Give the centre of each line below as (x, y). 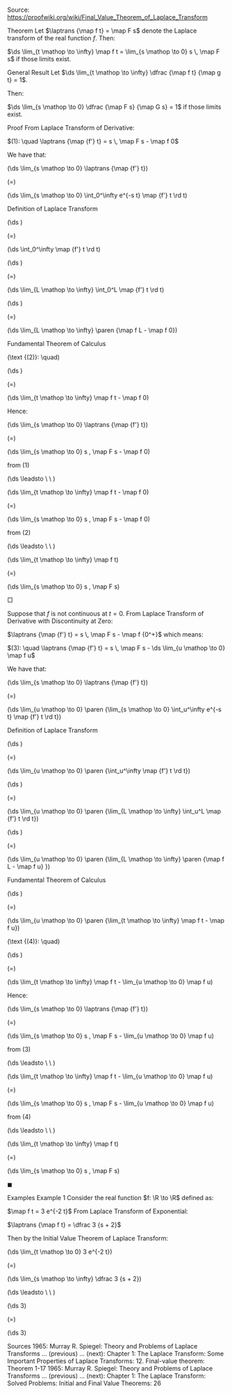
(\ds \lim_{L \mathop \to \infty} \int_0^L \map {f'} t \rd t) (86, 290)
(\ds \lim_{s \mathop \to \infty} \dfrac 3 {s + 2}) (74, 1279)
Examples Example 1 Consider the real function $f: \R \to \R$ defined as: (110, 1198)
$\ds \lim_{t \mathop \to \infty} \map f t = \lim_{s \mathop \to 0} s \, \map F (114, 52)
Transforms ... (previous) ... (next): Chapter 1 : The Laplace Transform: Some (116, 1354)
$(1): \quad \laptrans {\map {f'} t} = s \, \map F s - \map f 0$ (93, 141)
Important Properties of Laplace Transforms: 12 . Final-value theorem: (106, 1361)
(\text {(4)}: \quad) (34, 942)
